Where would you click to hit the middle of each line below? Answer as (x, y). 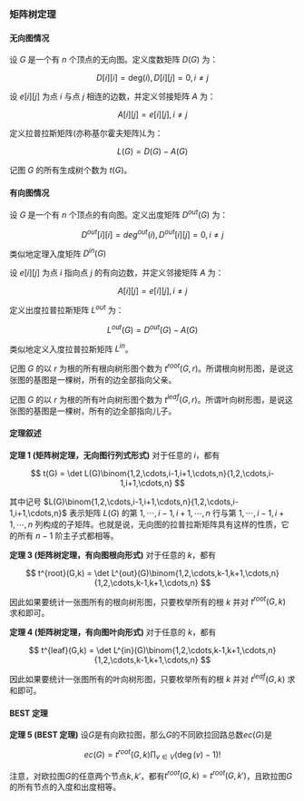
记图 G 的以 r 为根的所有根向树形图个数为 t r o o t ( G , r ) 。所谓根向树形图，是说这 (152, 367)
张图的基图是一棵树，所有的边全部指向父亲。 (93, 379)
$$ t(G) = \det (56, 473)
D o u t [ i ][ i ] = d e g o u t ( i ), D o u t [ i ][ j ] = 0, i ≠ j (152, 233)
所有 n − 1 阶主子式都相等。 (68, 535)
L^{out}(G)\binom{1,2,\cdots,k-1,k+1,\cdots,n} (195, 572)
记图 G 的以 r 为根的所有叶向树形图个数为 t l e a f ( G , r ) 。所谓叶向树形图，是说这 (151, 398)
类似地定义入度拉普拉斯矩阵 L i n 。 (71, 348)
